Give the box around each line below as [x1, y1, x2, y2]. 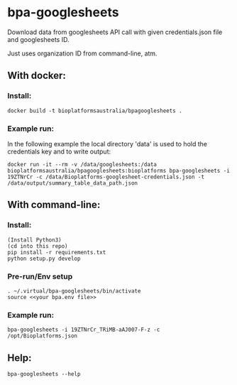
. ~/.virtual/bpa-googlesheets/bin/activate [7, 287, 141, 295]
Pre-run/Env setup [7, 271, 73, 281]
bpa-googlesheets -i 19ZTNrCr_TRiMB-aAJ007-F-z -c [7, 326, 160, 334]
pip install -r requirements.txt [7, 249, 106, 256]
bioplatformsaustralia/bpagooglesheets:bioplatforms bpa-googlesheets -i [7, 167, 231, 174]
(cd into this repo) [7, 242, 69, 249]
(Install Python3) [7, 236, 62, 244]
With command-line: [7, 199, 101, 211]
